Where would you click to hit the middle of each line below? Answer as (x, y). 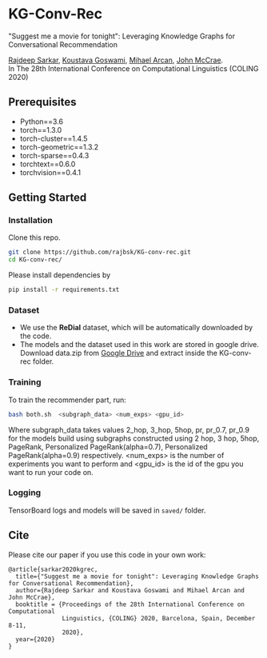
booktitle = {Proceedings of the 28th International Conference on (130, 604)
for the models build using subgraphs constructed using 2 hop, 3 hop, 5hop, (134, 438)
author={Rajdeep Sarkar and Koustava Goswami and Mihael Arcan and (130, 590)
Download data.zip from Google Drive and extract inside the (119, 353)
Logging (25, 493)
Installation (31, 221)
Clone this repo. (35, 237)
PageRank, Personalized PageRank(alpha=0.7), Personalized (108, 447)
